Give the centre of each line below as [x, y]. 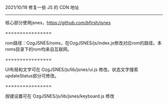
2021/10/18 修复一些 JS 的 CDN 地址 [42, 7]
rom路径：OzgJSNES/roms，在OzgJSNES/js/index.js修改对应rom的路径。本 [83, 43]
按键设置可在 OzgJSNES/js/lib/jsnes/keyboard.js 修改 [60, 96]
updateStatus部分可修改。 [32, 76]
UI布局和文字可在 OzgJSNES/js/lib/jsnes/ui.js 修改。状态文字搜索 [72, 69]
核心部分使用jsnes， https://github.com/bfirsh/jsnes [58, 22]
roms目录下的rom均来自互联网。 [38, 49]
